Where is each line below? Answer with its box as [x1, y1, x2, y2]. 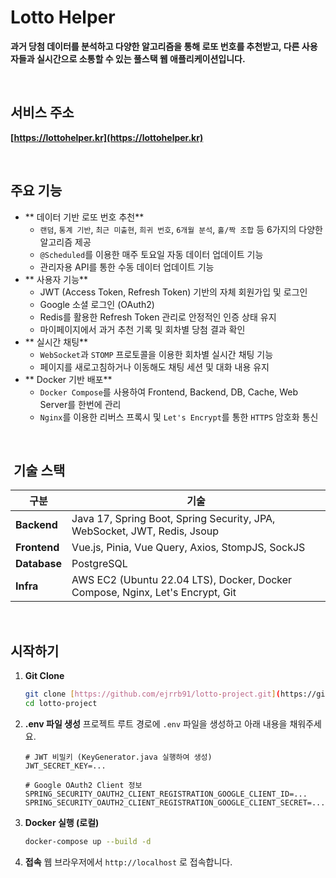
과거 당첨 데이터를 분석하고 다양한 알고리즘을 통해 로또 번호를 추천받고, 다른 [10, 40, 300, 52]
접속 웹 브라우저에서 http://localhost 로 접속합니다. [24, 856, 233, 868]
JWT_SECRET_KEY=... [24, 761, 107, 771]
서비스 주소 [10, 104, 75, 121]
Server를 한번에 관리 [39, 398, 122, 410]
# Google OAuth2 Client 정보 [24, 780, 143, 790]
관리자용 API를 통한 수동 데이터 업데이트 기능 [39, 261, 215, 273]
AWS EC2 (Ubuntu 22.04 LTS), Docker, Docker [71, 573, 293, 587]
